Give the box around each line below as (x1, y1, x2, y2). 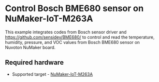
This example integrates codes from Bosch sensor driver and (5, 29, 127, 35)
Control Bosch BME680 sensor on (5, 3, 144, 14)
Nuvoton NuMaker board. (5, 44, 56, 50)
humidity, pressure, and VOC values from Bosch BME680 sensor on (5, 39, 140, 45)
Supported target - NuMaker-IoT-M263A (12, 71, 93, 77)
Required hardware (5, 58, 64, 67)
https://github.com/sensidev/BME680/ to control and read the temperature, (5, 34, 155, 40)
